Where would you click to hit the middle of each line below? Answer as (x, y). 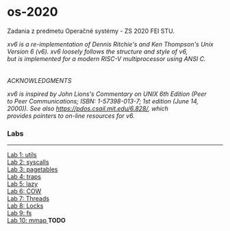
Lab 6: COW (24, 191)
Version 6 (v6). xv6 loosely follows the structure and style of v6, (98, 51)
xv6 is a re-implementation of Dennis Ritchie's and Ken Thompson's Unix (111, 44)
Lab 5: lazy (23, 184)
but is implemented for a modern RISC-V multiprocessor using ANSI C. (107, 58)
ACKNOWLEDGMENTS (39, 80)
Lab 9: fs (20, 213)
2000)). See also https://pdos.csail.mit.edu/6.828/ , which (88, 108)
